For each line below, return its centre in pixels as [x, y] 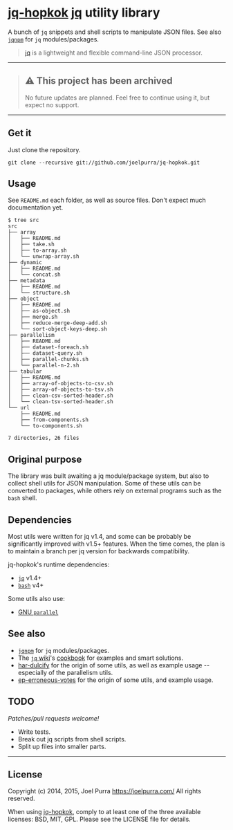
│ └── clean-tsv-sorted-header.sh [60, 402]
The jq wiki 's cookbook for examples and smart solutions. [101, 658]
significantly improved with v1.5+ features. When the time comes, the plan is [116, 544]
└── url [19, 408]
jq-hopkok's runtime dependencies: [59, 564]
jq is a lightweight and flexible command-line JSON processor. [114, 53]
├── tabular [25, 371]
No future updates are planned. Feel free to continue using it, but [117, 98]
